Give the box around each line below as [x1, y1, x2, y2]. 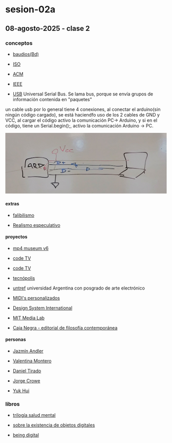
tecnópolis [12, 275, 35, 281]
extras [5, 200, 19, 206]
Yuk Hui [12, 388, 30, 394]
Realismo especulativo [12, 222, 60, 228]
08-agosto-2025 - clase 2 [5, 24, 90, 33]
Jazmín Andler [12, 348, 44, 354]
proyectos [5, 234, 28, 240]
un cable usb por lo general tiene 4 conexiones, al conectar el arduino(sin [5, 106, 161, 112]
